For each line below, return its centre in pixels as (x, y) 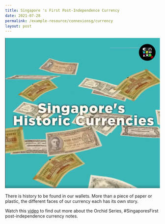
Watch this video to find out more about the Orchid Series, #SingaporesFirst (82, 211)
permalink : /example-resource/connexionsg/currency (59, 21)
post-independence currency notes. (42, 216)
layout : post (18, 26)
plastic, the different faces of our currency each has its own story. (72, 201)
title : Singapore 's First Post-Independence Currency (62, 10)
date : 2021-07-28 (23, 16)
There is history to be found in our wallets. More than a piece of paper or (79, 196)
